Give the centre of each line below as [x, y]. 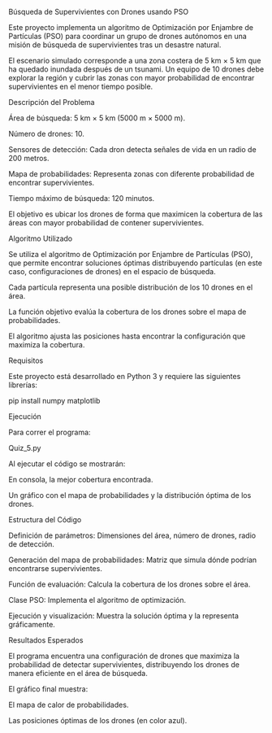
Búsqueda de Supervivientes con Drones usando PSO [99, 12]
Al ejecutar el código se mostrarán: [67, 464]
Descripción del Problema [52, 102]
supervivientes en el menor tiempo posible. [81, 86]
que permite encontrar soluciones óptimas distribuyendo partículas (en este [135, 263]
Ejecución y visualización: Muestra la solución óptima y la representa [124, 616]
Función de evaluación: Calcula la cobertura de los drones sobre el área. [130, 584]
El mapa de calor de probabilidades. [69, 705]
